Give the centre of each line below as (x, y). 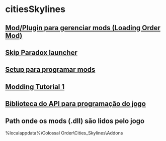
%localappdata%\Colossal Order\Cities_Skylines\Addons (64, 133)
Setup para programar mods (50, 69)
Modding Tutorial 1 (35, 87)
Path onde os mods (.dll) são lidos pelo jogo (75, 121)
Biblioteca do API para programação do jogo (75, 104)
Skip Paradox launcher (41, 52)
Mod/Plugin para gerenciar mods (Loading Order (83, 28)
